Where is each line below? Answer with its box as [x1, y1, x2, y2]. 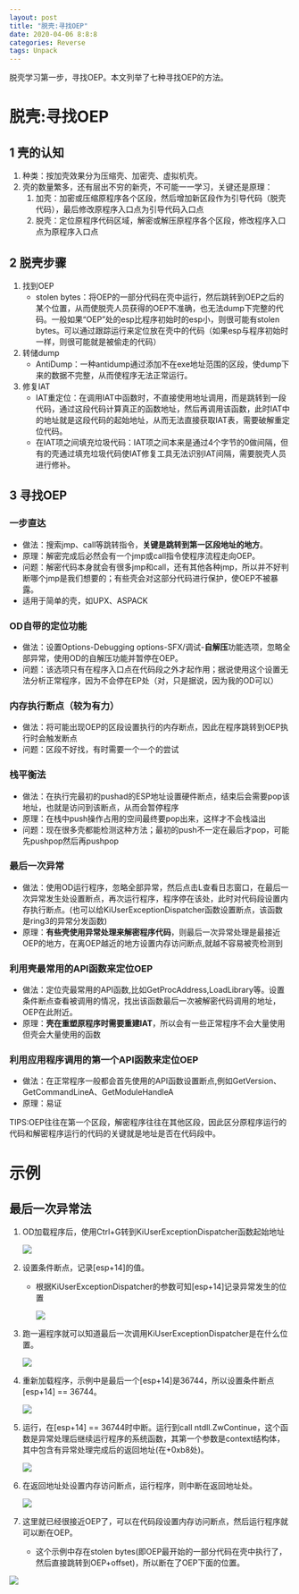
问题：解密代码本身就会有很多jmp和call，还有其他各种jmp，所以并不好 [21, 561, 282, 572]
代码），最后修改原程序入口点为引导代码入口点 [35, 204, 204, 215]
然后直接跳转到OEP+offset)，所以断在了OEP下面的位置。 [35, 1557, 245, 1568]
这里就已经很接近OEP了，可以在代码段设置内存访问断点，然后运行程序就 [21, 1516, 288, 1527]
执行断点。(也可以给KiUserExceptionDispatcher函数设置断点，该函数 [29, 904, 284, 915]
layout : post [9, 13, 58, 22]
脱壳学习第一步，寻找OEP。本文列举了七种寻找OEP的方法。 [9, 72, 229, 83]
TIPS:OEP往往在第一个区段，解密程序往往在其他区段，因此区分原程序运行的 [9, 1117, 287, 1128]
